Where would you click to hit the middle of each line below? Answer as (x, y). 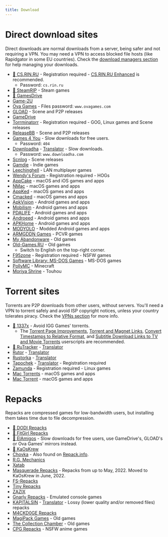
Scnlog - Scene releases (38, 159)
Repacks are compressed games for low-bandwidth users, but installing (79, 413)
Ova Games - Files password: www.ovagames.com (62, 106)
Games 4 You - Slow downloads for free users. (61, 138)
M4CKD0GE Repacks (34, 513)
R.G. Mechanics (29, 460)
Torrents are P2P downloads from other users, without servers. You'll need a (84, 305)
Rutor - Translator (31, 352)
